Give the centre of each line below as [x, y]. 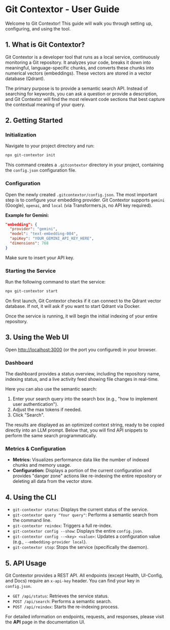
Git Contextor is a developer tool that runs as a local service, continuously [82, 57]
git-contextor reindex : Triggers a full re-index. [62, 526]
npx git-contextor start [31, 291]
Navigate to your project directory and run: [50, 146]
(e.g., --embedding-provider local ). [50, 542]
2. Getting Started [34, 120]
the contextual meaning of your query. [45, 104]
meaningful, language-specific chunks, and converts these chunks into [80, 67]
